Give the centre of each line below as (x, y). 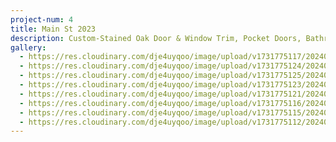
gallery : (28, 47)
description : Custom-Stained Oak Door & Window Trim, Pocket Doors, (156, 38)
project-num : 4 (42, 19)
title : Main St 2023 (53, 29)
